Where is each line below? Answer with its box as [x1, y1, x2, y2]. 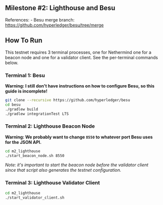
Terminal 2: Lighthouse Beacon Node [5, 123, 95, 130]
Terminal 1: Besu [5, 72, 45, 79]
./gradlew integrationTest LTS [5, 111, 69, 116]
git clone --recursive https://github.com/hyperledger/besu [5, 97, 131, 102]
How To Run [5, 36, 43, 45]
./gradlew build [5, 107, 38, 112]
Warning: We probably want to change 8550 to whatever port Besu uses [5, 134, 153, 140]
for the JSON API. [5, 139, 42, 145]
